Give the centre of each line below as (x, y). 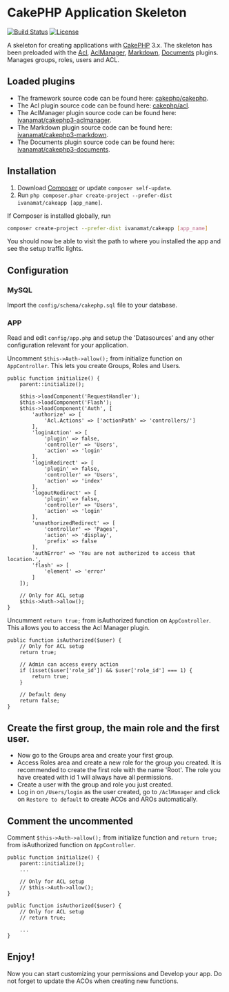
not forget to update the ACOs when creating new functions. (93, 981)
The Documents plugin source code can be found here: (96, 142)
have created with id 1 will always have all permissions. (95, 778)
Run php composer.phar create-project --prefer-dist (94, 195)
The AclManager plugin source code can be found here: (97, 112)
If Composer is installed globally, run (59, 216)
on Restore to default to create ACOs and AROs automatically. (107, 799)
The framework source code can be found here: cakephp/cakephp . (113, 98)
